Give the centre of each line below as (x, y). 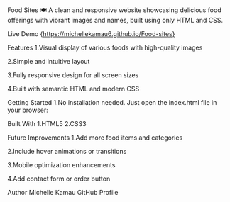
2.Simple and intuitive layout (49, 61)
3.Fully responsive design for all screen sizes (73, 75)
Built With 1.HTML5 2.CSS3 (47, 124)
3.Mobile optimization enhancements (61, 165)
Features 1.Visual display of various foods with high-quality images (105, 47)
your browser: (28, 110)
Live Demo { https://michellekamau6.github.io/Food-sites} (91, 34)
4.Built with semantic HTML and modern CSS (73, 89)
